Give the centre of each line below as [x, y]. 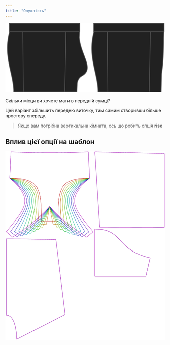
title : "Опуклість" [26, 11]
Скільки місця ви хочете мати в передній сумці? [58, 101]
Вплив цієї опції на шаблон [50, 142]
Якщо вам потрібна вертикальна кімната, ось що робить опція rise [90, 126]
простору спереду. [26, 116]
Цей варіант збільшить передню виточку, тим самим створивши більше [83, 111]
